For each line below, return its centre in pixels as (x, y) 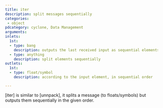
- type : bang (23, 46)
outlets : (14, 63)
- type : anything (27, 54)
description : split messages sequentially (49, 14)
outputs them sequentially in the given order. (50, 100)
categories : (17, 18)
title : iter (17, 9)
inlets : (13, 37)
